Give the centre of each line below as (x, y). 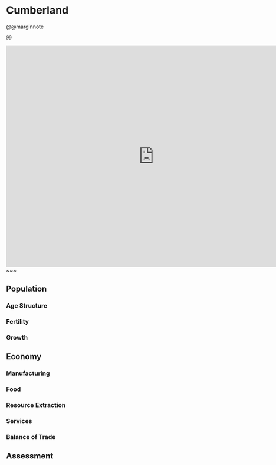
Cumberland (37, 10)
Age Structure (27, 306)
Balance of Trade (31, 437)
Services (19, 421)
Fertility (18, 322)
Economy (24, 356)
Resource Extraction (36, 405)
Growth (17, 338)
